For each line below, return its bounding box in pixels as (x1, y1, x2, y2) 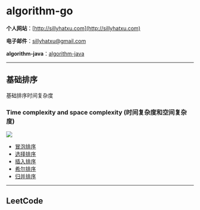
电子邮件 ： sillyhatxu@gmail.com (6, 37, 86, 44)
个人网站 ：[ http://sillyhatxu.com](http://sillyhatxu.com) (6, 24, 141, 32)
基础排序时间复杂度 (6, 91, 54, 99)
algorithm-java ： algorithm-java (6, 50, 85, 57)
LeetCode (6, 196, 43, 206)
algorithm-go (6, 4, 73, 18)
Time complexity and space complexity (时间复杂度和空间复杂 (6, 108, 187, 116)
